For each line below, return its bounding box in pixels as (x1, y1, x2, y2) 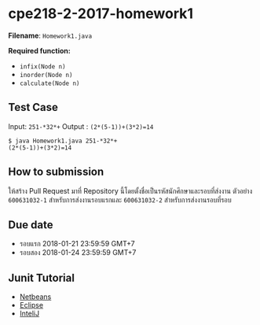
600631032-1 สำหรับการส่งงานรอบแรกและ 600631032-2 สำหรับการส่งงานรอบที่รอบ (8, 194, 232, 205)
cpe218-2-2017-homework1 (8, 5, 194, 23)
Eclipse (19, 301, 44, 310)
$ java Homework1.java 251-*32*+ (8, 137, 118, 145)
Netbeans (19, 292, 52, 301)
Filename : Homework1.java (8, 31, 93, 40)
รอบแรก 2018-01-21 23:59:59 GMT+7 (19, 239, 135, 249)
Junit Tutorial (8, 271, 75, 284)
